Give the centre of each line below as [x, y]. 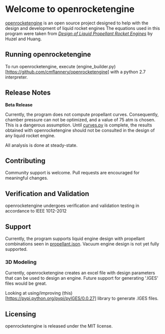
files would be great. [26, 283]
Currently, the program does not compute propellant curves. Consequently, [82, 114]
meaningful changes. [27, 178]
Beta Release [19, 105]
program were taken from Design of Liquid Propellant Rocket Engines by [79, 33]
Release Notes [28, 93]
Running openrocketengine [48, 55]
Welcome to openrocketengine [70, 9]
